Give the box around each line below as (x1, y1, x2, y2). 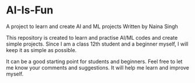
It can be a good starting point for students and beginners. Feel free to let (6, 58, 183, 65)
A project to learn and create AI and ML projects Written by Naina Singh (6, 23, 178, 30)
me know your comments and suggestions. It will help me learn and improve (6, 64, 190, 71)
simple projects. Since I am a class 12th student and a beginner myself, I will (6, 40, 189, 47)
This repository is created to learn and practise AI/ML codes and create (6, 34, 178, 41)
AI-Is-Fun (6, 4, 54, 17)
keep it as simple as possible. (6, 46, 77, 53)
